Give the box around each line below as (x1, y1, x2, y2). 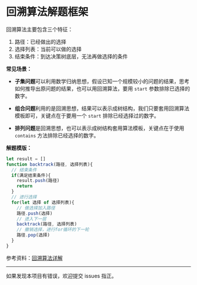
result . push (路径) (16, 178, 60, 184)
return (16, 183, 33, 189)
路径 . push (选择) (16, 210, 53, 217)
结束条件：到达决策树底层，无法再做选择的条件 (14, 53, 128, 60)
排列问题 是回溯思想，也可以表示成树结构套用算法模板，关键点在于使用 (14, 124, 185, 132)
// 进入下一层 (16, 216, 47, 222)
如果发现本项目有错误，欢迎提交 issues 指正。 (6, 272, 117, 279)
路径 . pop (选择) (16, 232, 50, 238)
